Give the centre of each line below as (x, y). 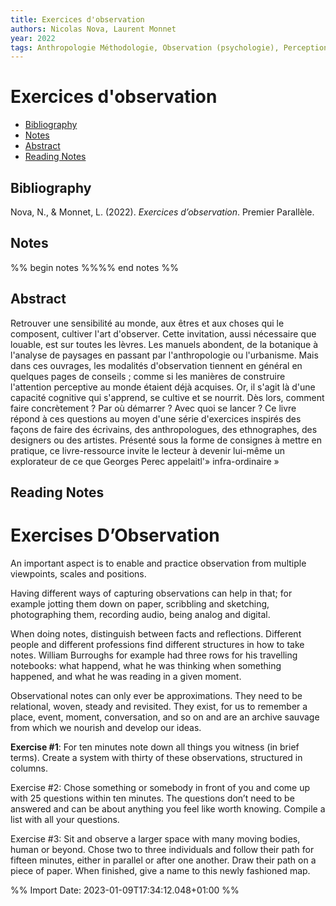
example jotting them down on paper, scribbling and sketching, (140, 603)
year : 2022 (33, 38)
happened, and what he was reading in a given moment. (126, 676)
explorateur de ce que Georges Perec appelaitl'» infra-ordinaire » (145, 461)
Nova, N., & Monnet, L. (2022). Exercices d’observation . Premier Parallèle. (162, 212)
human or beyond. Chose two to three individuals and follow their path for (162, 849)
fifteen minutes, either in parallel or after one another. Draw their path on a (163, 860)
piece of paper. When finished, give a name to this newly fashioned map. (160, 870)
